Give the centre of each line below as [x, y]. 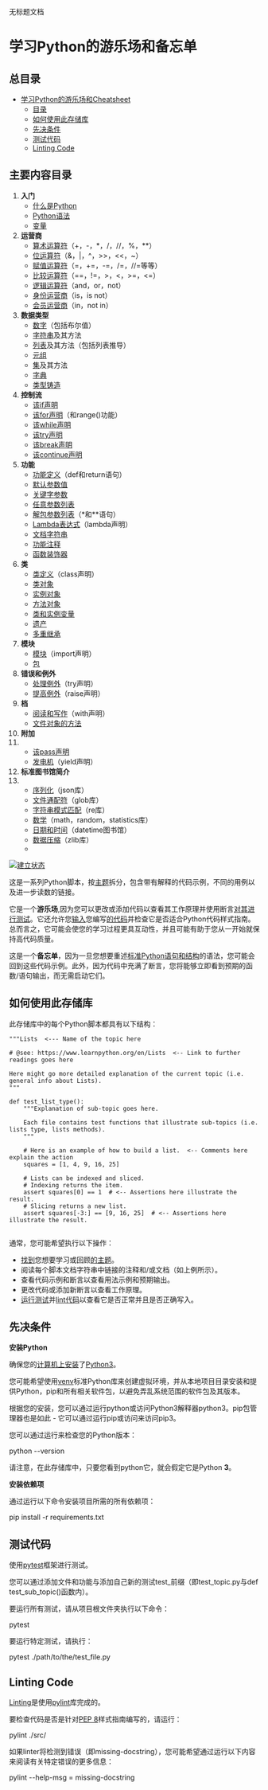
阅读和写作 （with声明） [71, 713]
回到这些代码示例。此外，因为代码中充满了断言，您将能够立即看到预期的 [127, 965]
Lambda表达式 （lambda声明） [82, 524]
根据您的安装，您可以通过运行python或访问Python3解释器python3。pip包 [130, 1409]
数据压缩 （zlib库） [63, 839]
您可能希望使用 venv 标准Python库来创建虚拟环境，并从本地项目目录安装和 [130, 1382]
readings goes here [41, 1060]
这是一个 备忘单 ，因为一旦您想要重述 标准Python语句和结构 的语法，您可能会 [132, 956]
